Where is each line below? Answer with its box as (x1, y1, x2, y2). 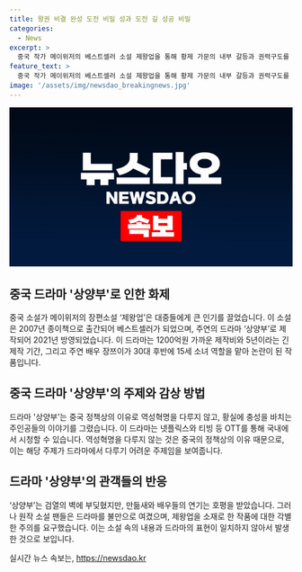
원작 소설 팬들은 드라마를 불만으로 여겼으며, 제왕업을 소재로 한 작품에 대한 (18, 511, 276, 522)
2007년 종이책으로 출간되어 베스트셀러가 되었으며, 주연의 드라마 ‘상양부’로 (18, 324, 277, 335)
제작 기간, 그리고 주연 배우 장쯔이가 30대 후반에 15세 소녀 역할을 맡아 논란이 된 (9, 346, 283, 357)
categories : (9, 23, 54, 33)
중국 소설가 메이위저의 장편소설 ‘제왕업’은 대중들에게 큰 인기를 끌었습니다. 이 (9, 312, 275, 323)
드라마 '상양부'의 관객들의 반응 (9, 474, 168, 489)
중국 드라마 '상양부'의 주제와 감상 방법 (9, 386, 206, 401)
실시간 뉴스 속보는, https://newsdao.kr (9, 552, 147, 563)
